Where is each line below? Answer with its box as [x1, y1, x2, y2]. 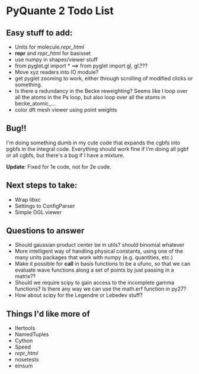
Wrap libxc [14, 196, 41, 203]
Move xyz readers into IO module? [14, 69, 99, 75]
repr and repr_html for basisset [14, 50, 91, 57]
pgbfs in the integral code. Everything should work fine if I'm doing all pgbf [6, 145, 189, 152]
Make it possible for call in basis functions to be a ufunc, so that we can [14, 260, 191, 267]
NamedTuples [14, 331, 49, 338]
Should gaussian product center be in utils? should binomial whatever [14, 241, 185, 249]
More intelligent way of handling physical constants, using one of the [14, 247, 184, 255]
